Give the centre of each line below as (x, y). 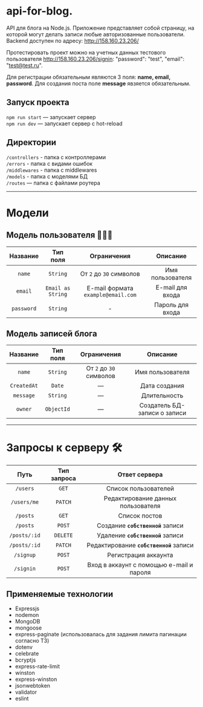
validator (26, 692)
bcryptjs (25, 660)
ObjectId (58, 409)
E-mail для (171, 287)
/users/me (25, 502)
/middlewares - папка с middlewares (52, 170)
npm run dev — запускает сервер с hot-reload (64, 123)
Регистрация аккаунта (140, 555)
